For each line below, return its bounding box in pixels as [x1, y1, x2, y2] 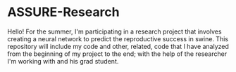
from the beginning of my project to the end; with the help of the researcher [7, 50, 228, 58]
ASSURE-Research [7, 4, 120, 20]
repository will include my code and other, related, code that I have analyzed [7, 42, 229, 50]
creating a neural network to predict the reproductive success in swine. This [7, 34, 229, 43]
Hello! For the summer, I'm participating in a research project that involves [7, 27, 222, 36]
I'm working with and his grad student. [7, 57, 119, 65]
